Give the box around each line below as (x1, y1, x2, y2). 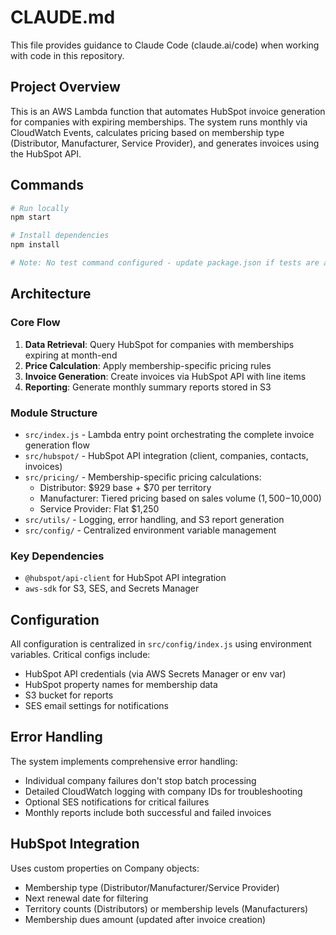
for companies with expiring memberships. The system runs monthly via (10, 116, 308, 128)
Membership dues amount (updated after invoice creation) (24, 913, 267, 925)
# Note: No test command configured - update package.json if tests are (10, 258, 320, 268)
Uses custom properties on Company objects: (10, 862, 200, 874)
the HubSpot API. (10, 147, 82, 160)
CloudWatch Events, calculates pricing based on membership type (10, 126, 285, 138)
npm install (10, 240, 60, 250)
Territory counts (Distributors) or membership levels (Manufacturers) (24, 902, 309, 915)
